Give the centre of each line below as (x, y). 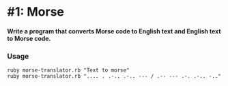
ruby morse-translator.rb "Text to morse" (68, 70)
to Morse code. (29, 38)
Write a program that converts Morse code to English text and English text (114, 31)
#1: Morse (36, 12)
